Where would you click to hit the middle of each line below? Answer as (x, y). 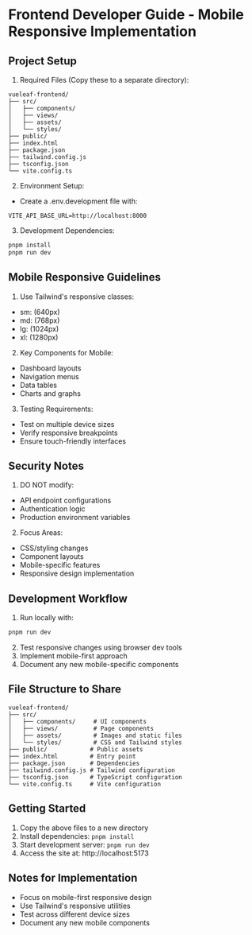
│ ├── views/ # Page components (81, 728)
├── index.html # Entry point (72, 756)
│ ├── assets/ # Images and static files (95, 735)
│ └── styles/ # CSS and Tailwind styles (95, 742)
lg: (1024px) (39, 328)
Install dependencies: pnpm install (77, 836)
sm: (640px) (40, 312)
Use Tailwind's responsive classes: (77, 297)
